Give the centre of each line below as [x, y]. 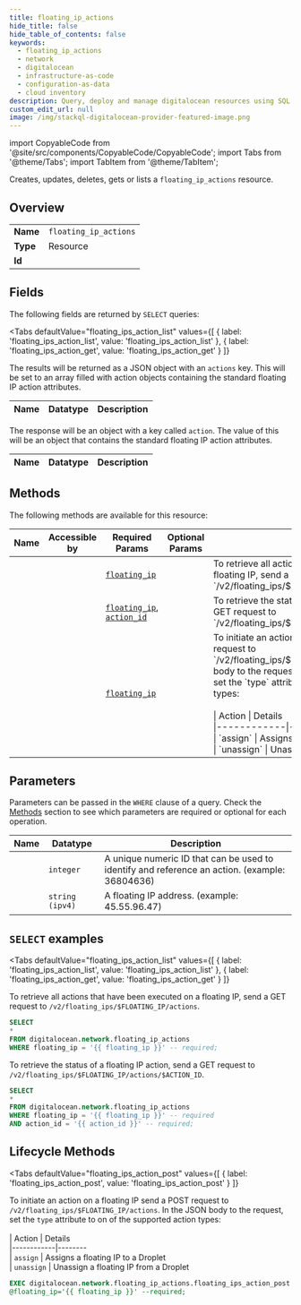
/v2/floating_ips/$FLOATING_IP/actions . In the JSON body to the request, [146, 1209]
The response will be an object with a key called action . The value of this [144, 430]
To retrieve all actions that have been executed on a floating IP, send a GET [148, 997]
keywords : [28, 43]
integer [64, 870]
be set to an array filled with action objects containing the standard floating [148, 377]
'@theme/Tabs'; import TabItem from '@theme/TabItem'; [114, 162]
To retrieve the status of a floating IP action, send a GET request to [132, 1065]
